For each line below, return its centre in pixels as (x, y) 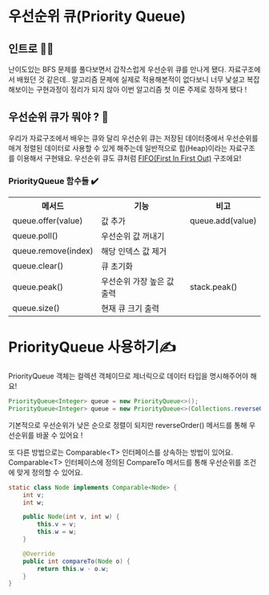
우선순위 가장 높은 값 (138, 282)
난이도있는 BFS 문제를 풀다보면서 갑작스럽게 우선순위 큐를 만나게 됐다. (117, 69)
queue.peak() (38, 287)
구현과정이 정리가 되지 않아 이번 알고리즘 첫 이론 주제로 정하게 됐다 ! (141, 90)
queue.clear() (38, 266)
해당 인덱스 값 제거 (134, 251)
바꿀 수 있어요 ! (59, 435)
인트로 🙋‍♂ (31, 49)
